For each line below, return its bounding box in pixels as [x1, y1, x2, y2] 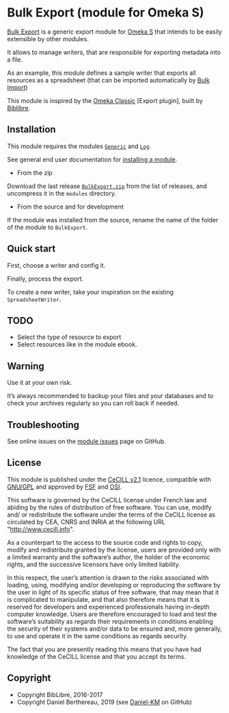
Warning [7, 360, 44, 372]
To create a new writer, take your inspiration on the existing [7, 288, 174, 296]
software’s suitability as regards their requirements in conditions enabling [7, 617, 213, 625]
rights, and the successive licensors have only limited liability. [7, 560, 180, 568]
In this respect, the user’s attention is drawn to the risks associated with [7, 573, 209, 581]
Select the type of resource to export [16, 333, 122, 341]
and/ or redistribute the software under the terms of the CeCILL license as [7, 510, 216, 519]
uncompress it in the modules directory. [7, 189, 117, 197]
